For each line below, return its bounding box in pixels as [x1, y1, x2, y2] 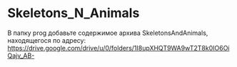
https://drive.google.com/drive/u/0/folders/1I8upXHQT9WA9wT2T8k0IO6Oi [7, 43, 230, 52]
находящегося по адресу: [7, 36, 86, 44]
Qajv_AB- [7, 51, 35, 60]
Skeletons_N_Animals [7, 5, 140, 21]
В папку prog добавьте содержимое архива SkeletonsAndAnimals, [7, 29, 208, 37]
